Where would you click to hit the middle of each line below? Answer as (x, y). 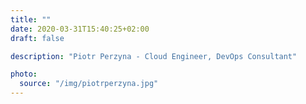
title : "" (31, 19)
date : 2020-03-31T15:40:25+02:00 (80, 29)
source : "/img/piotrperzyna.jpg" (89, 84)
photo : (24, 74)
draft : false (37, 38)
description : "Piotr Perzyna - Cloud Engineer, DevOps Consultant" (154, 56)
